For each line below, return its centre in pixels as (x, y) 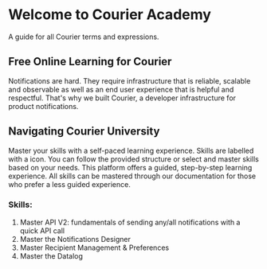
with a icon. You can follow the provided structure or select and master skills (133, 159)
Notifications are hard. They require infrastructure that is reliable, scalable (130, 80)
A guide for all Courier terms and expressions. (84, 37)
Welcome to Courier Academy (110, 15)
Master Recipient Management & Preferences (94, 248)
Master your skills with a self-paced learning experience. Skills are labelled (131, 150)
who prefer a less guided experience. (70, 184)
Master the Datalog (51, 255)
